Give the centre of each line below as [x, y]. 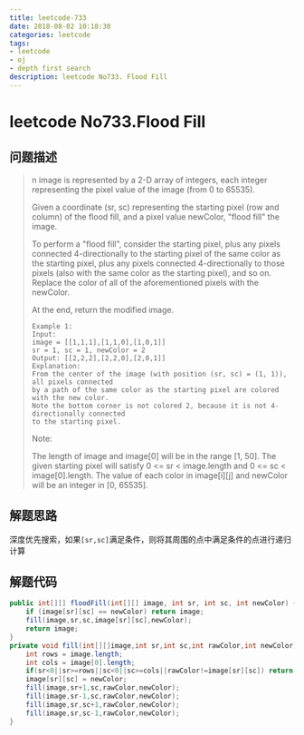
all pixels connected [72, 382]
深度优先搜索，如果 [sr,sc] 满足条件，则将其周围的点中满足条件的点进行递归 [151, 539]
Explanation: [56, 366]
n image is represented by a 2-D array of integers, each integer [149, 180]
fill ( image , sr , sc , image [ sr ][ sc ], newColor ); [109, 621]
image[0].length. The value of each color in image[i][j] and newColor [159, 475]
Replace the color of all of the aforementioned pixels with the [145, 282]
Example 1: [52, 326]
